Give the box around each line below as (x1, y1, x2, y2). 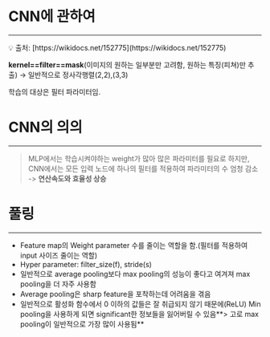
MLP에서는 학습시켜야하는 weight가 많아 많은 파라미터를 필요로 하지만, (27, 153, 250, 163)
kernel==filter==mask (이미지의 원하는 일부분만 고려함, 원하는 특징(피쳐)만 (8, 59, 247, 69)
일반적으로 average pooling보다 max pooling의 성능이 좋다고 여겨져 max (19, 269, 251, 278)
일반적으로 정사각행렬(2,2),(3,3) (27, 70, 129, 79)
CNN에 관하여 (8, 7, 96, 26)
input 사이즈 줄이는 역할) (19, 250, 98, 260)
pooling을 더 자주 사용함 (19, 278, 96, 289)
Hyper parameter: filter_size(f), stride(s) (19, 259, 153, 269)
